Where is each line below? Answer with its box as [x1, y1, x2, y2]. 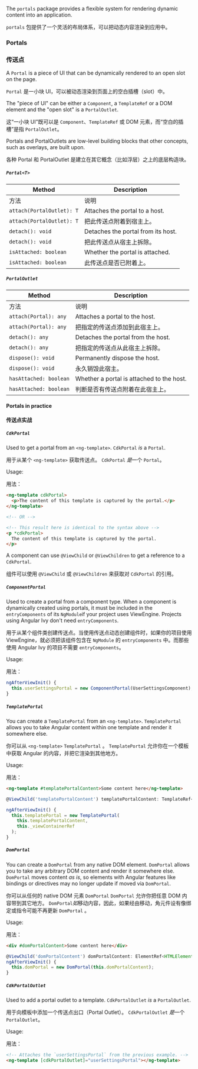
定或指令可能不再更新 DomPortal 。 [6, 907, 90, 914]
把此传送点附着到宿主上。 [84, 217, 156, 226]
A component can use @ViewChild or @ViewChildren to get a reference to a [6, 552, 185, 559]
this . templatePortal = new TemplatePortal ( [11, 812, 120, 819]
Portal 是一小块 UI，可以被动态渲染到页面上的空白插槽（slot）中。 [6, 88, 168, 95]
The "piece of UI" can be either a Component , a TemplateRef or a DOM [6, 100, 173, 107]
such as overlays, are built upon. [6, 144, 85, 151]
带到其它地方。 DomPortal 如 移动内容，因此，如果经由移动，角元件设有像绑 [11, 899, 192, 906]
